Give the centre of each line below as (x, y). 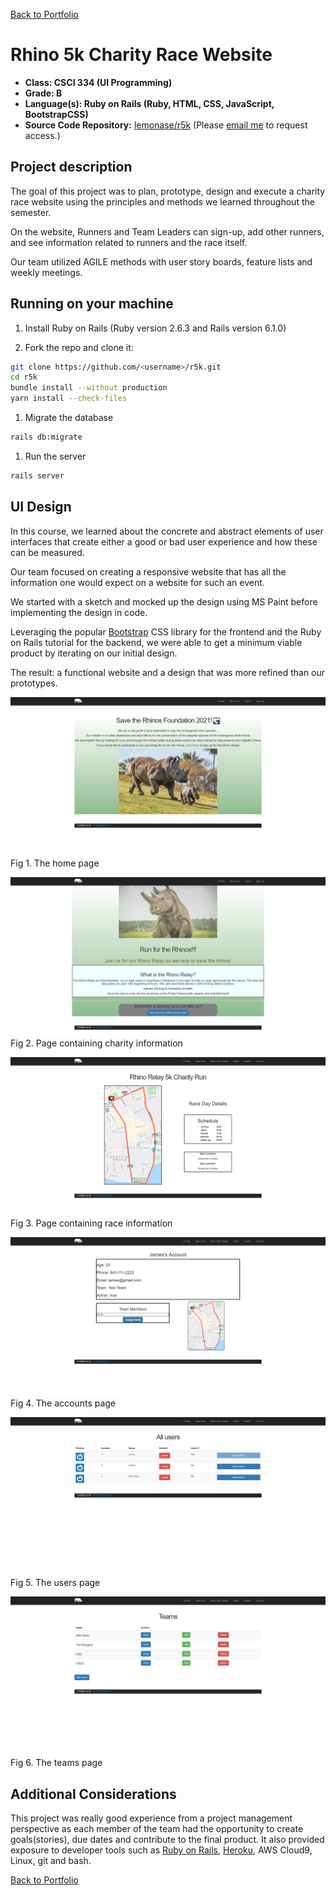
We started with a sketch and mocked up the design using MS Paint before (164, 601)
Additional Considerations (93, 1794)
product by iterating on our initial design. (94, 653)
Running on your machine (92, 304)
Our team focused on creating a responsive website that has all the (148, 571)
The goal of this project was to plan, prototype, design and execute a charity (168, 191)
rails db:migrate (46, 437)
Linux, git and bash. (51, 1861)
